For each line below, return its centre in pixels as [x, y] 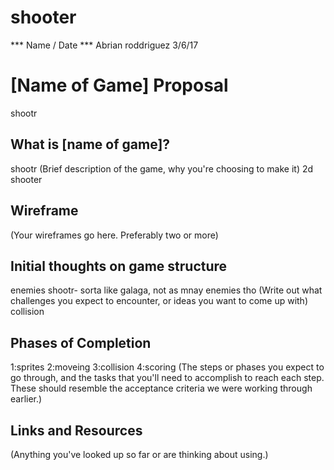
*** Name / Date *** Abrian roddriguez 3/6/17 [104, 45]
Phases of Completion [81, 342]
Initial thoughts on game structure [119, 266]
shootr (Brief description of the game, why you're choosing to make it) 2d [162, 168]
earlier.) [26, 399]
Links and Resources [76, 430]
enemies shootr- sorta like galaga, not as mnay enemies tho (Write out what [166, 290]
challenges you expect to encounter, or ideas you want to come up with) [159, 301]
